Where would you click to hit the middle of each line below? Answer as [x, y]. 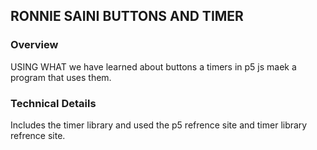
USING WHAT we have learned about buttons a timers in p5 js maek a [153, 66]
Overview [34, 45]
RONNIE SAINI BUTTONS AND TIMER [127, 16]
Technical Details [53, 103]
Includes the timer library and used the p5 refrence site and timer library [159, 125]
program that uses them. [61, 77]
